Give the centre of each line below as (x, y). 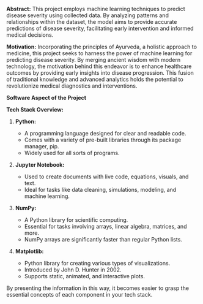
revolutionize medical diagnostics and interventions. (72, 86)
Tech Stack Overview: (35, 109)
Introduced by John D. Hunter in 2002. (73, 270)
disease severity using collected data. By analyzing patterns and (88, 15)
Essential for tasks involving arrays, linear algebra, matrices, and (105, 226)
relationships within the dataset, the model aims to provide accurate (92, 22)
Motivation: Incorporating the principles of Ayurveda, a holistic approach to (102, 47)
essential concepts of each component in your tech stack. (79, 294)
